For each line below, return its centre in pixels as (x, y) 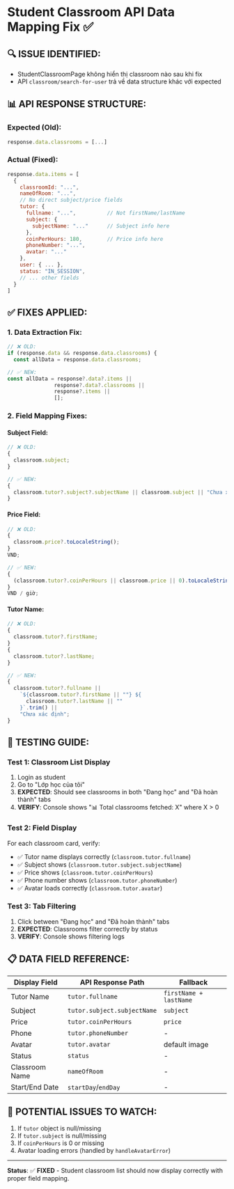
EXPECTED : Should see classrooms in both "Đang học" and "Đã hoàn (117, 792)
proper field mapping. (38, 1179)
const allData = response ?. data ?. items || (70, 379)
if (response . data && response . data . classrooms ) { (82, 353)
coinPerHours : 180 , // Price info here (94, 239)
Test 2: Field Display (42, 828)
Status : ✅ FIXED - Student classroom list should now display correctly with (115, 1171)
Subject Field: (28, 432)
